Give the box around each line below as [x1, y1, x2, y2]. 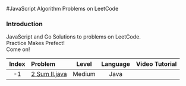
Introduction [6, 20, 43, 28]
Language [101, 60, 131, 68]
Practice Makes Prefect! [6, 40, 65, 47]
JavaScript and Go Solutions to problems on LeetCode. [6, 33, 141, 40]
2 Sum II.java [31, 70, 67, 78]
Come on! [6, 46, 30, 53]
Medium [72, 70, 96, 78]
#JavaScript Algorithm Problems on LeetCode [6, 5, 119, 12]
